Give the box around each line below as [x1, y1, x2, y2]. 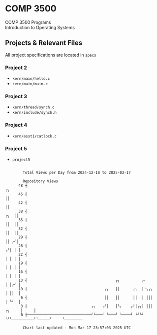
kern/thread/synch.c [12, 105, 55, 110]
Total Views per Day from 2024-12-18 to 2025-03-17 [23, 170, 131, 175]
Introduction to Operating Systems [5, 24, 75, 30]
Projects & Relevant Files [5, 39, 83, 47]
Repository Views [23, 178, 58, 184]
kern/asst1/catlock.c [12, 134, 57, 138]
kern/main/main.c [12, 82, 48, 87]
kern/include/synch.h [12, 110, 57, 115]
